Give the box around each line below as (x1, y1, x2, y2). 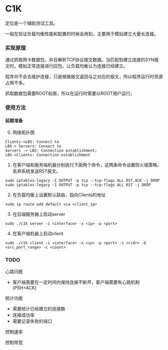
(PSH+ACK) (12, 285, 36, 291)
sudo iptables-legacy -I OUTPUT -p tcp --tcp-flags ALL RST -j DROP (5, 183, 151, 188)
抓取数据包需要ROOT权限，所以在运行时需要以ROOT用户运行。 (5, 90, 135, 96)
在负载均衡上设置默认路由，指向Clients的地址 (12, 192, 106, 198)
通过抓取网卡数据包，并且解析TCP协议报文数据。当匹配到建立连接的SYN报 (5, 57, 159, 63)
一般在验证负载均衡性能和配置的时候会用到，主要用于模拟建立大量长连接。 (5, 30, 158, 36)
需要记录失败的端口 (12, 318, 52, 324)
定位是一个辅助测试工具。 (5, 20, 58, 26)
